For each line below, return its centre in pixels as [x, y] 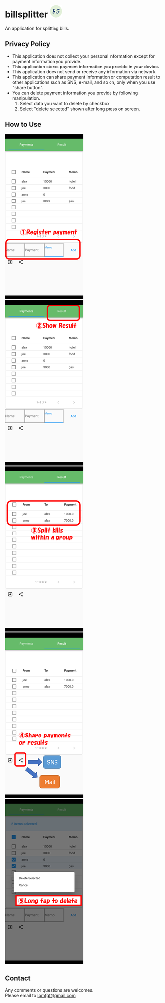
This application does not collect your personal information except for [83, 56]
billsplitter [27, 15]
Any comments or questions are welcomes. [49, 990]
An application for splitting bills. [37, 28]
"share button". [28, 87]
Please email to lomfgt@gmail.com [40, 996]
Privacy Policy [28, 44]
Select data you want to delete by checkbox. [65, 103]
